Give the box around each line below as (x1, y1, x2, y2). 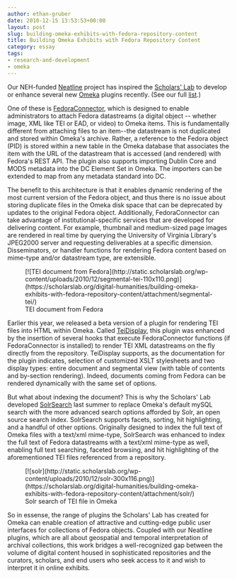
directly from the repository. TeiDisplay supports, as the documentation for (7, 348, 225, 357)
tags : (7, 50, 23, 57)
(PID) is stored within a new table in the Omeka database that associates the (7, 141, 230, 150)
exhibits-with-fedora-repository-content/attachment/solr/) (25, 489, 195, 497)
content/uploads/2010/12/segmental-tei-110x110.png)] (25, 275, 183, 283)
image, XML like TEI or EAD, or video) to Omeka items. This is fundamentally (7, 118, 230, 128)
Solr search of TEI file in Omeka (25, 497, 117, 505)
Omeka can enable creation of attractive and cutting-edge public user (7, 518, 211, 526)
